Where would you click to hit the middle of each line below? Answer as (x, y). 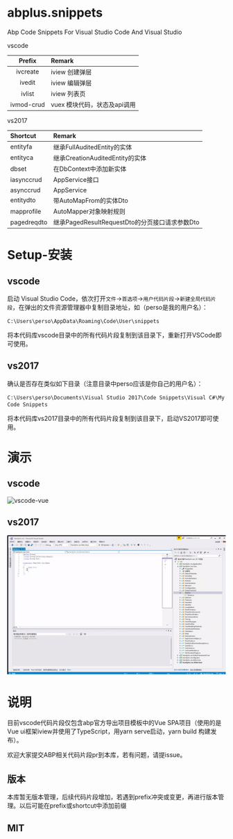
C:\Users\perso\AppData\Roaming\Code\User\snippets (83, 321)
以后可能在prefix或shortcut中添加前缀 (73, 806)
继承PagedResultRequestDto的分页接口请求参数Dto (126, 222)
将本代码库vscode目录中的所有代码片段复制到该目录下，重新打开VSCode (112, 335)
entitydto (23, 200)
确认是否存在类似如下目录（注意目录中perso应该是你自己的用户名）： (105, 383)
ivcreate (28, 72)
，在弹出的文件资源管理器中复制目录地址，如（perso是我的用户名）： (110, 307)
